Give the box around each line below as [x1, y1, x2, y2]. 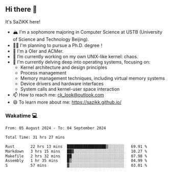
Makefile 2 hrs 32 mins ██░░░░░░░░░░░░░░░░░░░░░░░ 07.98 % [5, 154, 147, 159]
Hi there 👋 [5, 5, 37, 14]
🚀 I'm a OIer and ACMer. [12, 48, 64, 54]
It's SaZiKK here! [5, 18, 41, 24]
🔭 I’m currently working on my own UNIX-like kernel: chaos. [12, 53, 138, 59]
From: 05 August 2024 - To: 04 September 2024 [5, 126, 106, 131]
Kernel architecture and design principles [20, 64, 107, 70]
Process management [20, 69, 67, 76]
